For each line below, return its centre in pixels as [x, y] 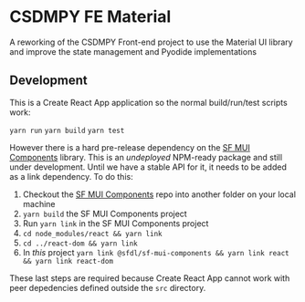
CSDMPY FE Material [90, 17]
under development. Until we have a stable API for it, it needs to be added [148, 167]
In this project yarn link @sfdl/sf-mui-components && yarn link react [156, 252]
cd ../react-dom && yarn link [80, 244]
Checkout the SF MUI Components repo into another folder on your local [159, 194]
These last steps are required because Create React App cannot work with [150, 278]
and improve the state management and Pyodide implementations [133, 51]
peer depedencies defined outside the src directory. [108, 287]
